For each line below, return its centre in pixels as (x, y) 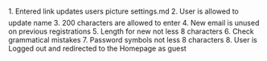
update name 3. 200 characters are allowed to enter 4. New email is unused (134, 23)
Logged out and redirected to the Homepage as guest (97, 48)
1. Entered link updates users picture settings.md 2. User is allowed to (124, 11)
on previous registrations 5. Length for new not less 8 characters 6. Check (131, 31)
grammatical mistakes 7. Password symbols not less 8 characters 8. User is (133, 40)
